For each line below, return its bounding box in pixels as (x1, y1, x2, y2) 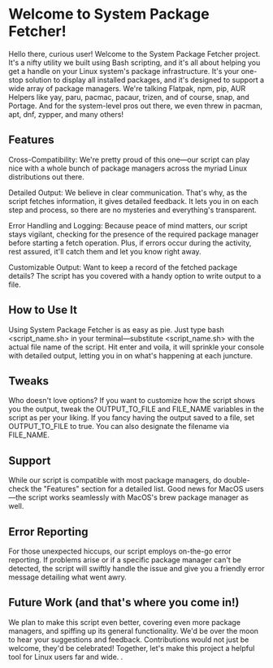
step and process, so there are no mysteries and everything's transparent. (8, 205, 258, 215)
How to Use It (8, 303, 77, 317)
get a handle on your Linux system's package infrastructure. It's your (8, 66, 240, 76)
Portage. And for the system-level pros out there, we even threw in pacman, (8, 101, 262, 111)
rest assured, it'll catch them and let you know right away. (8, 246, 201, 256)
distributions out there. (8, 171, 84, 181)
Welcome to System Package (8, 5, 210, 24)
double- (223, 475, 250, 485)
